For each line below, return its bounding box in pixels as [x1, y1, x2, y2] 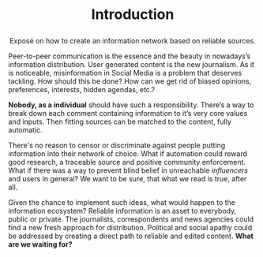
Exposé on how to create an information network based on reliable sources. [9, 36, 257, 46]
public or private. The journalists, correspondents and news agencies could [8, 214, 254, 224]
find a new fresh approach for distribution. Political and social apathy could [8, 223, 253, 233]
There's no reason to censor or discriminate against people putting [8, 140, 226, 151]
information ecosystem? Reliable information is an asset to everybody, [8, 207, 237, 216]
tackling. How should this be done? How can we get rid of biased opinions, [8, 76, 252, 86]
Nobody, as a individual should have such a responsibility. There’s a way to [8, 100, 254, 110]
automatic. [8, 125, 43, 135]
